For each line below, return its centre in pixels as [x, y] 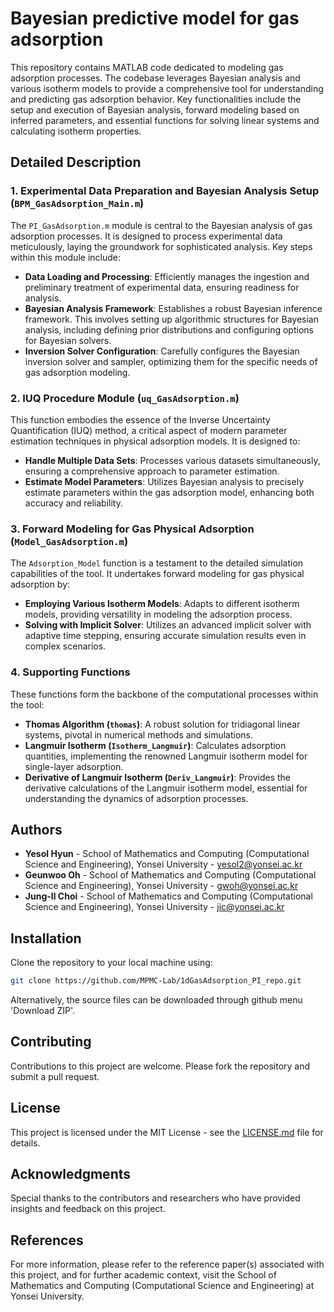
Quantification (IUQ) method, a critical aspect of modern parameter [149, 430]
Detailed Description [76, 162]
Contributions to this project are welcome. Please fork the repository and [160, 1066]
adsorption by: [40, 584]
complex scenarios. [65, 646]
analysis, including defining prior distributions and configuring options [169, 329]
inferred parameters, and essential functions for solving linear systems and [165, 120]
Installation [46, 938]
